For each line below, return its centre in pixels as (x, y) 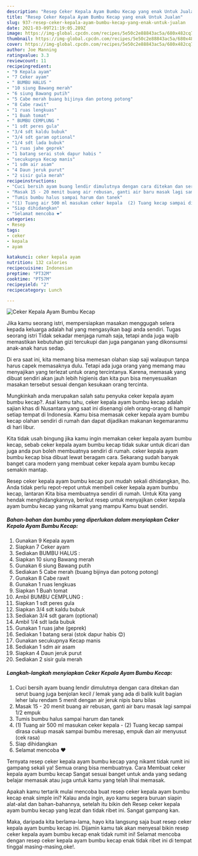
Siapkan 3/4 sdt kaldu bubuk (50, 610)
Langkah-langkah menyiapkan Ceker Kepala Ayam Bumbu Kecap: (90, 673)
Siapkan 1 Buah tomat (41, 591)
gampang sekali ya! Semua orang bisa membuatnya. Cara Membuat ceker (96, 768)
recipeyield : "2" (28, 285)
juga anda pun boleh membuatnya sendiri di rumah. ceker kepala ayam (93, 451)
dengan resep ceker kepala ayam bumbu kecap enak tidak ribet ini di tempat (99, 841)
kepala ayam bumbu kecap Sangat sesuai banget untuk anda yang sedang (97, 774)
